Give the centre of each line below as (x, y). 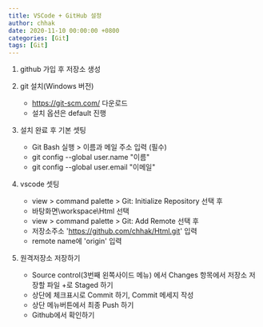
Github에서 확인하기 (63, 315)
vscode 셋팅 (40, 184)
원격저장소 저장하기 (50, 258)
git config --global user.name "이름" (91, 158)
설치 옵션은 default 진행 (69, 114)
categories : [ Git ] (39, 38)
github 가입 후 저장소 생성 (60, 70)
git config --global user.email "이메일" (94, 167)
